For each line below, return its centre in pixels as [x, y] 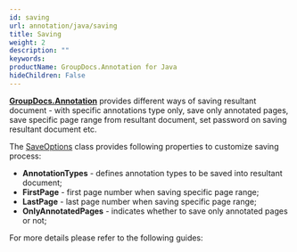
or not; [34, 220]
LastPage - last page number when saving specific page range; [139, 201]
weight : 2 [28, 42]
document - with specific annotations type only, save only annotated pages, [149, 110]
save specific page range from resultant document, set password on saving [148, 119]
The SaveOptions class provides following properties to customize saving [144, 146]
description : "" [39, 51]
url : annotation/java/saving [63, 26]
